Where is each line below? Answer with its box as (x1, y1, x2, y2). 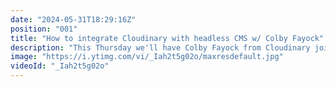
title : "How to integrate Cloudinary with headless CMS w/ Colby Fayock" (10, 33, 325, 43)
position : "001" (10, 24, 78, 34)
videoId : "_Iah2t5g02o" (10, 61, 110, 71)
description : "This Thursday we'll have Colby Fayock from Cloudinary (10, 42, 311, 53)
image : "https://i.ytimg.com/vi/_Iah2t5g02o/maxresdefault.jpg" (10, 52, 284, 62)
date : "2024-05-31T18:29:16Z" (10, 14, 137, 25)
